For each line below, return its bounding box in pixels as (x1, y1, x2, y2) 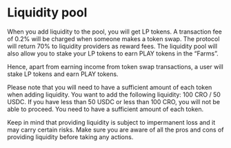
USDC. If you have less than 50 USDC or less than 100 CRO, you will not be (7, 97, 221, 106)
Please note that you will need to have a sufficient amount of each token (7, 83, 212, 91)
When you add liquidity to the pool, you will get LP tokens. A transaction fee (7, 27, 223, 36)
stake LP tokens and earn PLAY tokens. (7, 70, 119, 78)
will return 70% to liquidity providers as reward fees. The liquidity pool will (7, 42, 218, 50)
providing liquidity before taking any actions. (7, 132, 134, 141)
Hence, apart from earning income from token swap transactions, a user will (7, 62, 224, 71)
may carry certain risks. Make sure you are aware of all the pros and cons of (7, 125, 224, 134)
